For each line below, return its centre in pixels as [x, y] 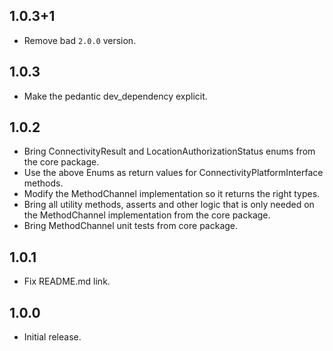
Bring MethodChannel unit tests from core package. [131, 226]
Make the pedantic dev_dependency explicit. [115, 96]
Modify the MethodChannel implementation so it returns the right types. [172, 194]
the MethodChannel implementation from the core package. [147, 215]
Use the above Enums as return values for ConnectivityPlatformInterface [173, 173]
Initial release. [52, 337]
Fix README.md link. [67, 281]
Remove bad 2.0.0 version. [80, 40]
